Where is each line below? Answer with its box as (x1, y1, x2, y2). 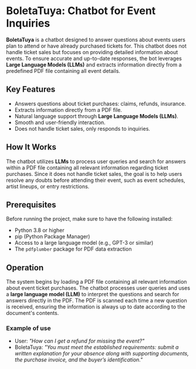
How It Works (6, 142, 57, 152)
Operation (6, 262, 44, 272)
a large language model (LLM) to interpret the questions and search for (6, 291, 180, 298)
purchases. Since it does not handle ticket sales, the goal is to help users (6, 170, 183, 177)
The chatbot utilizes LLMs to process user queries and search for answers (6, 158, 186, 165)
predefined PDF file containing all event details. (6, 67, 120, 74)
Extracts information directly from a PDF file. (14, 106, 122, 113)
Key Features (6, 84, 56, 95)
